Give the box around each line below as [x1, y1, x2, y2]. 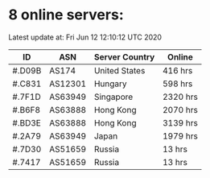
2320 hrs [162, 91, 199, 102]
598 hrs [162, 78, 193, 89]
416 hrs [162, 64, 193, 76]
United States [93, 64, 146, 76]
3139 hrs [162, 117, 199, 128]
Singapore [93, 91, 134, 102]
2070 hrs [162, 104, 199, 115]
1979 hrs [162, 130, 199, 142]
